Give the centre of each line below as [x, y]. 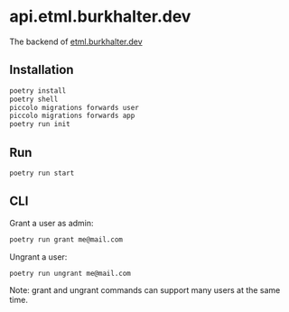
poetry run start [42, 173]
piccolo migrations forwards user [75, 107]
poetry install [38, 91]
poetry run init [40, 124]
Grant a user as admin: [51, 223]
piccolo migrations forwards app [72, 116]
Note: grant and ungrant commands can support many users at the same [145, 290]
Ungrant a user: [38, 257]
